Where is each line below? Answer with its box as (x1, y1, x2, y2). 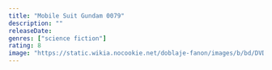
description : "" (8, 19, 63, 27)
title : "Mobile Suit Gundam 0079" (8, 11, 125, 20)
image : (8, 49, 31, 57)
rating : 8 (8, 42, 42, 50)
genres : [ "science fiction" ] (8, 34, 107, 43)
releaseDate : (8, 27, 53, 35)
